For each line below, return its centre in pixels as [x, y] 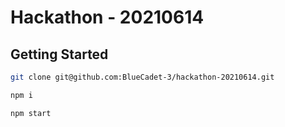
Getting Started [59, 54]
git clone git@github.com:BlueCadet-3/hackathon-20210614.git [142, 77]
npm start [31, 113]
